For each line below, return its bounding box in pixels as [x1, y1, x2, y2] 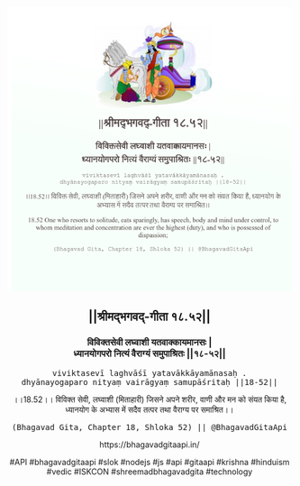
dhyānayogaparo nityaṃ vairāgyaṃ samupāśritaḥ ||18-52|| [21, 377, 278, 387]
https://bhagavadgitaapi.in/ [99, 439, 200, 450]
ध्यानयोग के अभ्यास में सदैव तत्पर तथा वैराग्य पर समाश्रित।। [65, 404, 234, 415]
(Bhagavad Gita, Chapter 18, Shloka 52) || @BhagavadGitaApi [11, 422, 288, 432]
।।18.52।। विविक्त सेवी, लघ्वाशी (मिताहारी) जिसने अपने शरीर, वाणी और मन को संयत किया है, [12, 394, 287, 405]
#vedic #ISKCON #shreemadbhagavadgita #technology [46, 466, 253, 477]
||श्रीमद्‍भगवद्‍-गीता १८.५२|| [87, 309, 212, 325]
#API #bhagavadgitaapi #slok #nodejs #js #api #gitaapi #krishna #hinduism [9, 456, 290, 467]
